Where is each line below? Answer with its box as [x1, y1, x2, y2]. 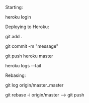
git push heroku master [5, 53, 54, 59]
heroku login [5, 14, 31, 20]
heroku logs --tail [5, 63, 41, 68]
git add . [5, 34, 23, 39]
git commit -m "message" [5, 43, 59, 49]
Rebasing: [5, 72, 26, 78]
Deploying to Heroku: [5, 24, 49, 30]
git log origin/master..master [5, 82, 64, 88]
